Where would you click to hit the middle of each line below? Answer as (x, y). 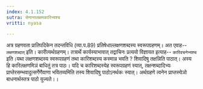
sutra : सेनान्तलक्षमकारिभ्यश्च (33, 17)
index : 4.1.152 (25, 12)
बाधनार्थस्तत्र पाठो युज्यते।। (33, 79)
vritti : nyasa (24, 23)
